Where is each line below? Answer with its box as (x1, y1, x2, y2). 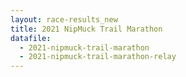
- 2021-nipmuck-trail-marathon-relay (19, 52, 177, 62)
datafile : (10, 33, 52, 43)
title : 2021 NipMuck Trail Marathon (10, 24, 163, 34)
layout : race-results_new (10, 14, 118, 25)
